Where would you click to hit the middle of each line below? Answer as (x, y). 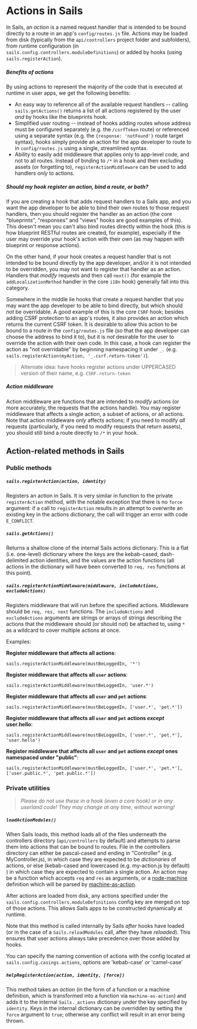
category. (18, 288)
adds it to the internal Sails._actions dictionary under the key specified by (97, 1002)
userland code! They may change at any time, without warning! (98, 807)
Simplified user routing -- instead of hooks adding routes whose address (103, 123)
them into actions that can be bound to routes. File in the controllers (88, 847)
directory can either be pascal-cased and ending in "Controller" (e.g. (90, 853)
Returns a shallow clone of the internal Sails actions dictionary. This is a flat (97, 548)
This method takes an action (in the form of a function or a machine (88, 990)
